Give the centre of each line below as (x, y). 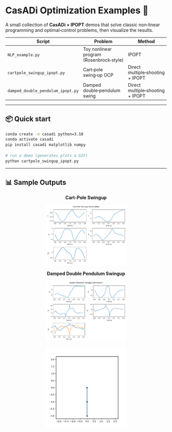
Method (146, 42)
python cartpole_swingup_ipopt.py (42, 161)
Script (43, 42)
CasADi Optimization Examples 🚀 (77, 11)
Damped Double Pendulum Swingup (86, 273)
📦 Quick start (28, 119)
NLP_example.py (24, 55)
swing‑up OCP (98, 75)
